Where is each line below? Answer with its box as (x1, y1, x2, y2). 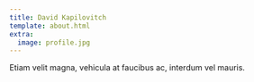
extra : (9, 29, 34, 38)
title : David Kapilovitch (9, 12, 106, 22)
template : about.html (9, 21, 91, 30)
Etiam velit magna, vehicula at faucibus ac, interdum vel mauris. (9, 62, 246, 73)
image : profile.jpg (17, 37, 91, 47)
